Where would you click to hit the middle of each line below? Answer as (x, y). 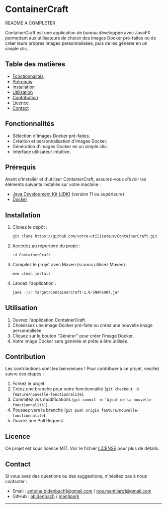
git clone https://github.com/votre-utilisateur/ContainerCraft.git (85, 236)
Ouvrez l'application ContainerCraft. (49, 320)
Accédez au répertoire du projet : (46, 246)
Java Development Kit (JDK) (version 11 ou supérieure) (68, 194)
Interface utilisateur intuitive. (42, 152)
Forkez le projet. (29, 384)
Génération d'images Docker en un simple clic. (60, 146)
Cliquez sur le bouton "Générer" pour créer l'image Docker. (73, 336)
